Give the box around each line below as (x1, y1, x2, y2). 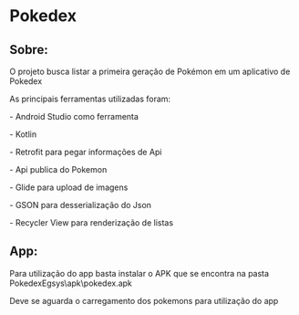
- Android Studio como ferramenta (9, 111, 139, 121)
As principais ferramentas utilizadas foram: (9, 93, 171, 104)
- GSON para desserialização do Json (9, 200, 152, 210)
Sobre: (9, 42, 48, 58)
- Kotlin (9, 129, 37, 140)
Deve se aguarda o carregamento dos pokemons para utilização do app (9, 295, 279, 306)
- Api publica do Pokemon (9, 164, 108, 174)
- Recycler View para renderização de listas (9, 217, 174, 228)
